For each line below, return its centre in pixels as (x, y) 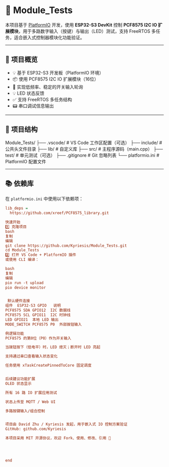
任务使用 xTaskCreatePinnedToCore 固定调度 (49, 365)
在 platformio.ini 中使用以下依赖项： (45, 199)
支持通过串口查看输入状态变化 (31, 356)
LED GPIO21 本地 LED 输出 (32, 319)
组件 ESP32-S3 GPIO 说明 (33, 306)
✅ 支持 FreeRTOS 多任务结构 (42, 99)
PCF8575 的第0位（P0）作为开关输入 (38, 338)
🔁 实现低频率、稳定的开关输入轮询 (48, 87)
